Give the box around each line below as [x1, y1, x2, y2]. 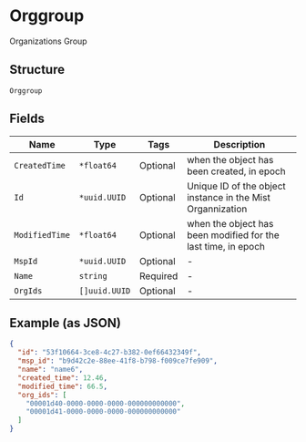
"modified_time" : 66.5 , [17, 382, 107, 391]
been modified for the [186, 229, 280, 242]
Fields [9, 111, 46, 127]
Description [213, 138, 266, 150]
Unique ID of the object [186, 180, 287, 192]
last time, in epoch [186, 240, 266, 252]
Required [139, 270, 178, 283]
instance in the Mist [186, 190, 270, 203]
